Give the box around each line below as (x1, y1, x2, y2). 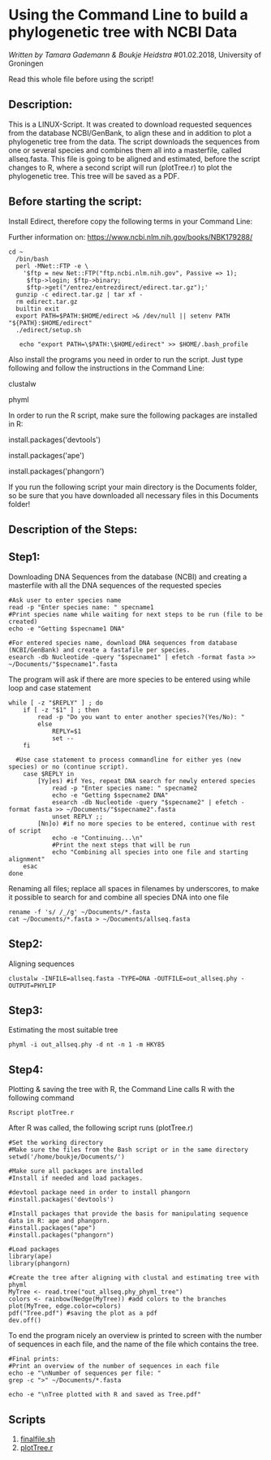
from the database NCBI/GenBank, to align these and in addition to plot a (8, 128, 252, 137)
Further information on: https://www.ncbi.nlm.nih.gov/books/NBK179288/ (8, 232, 253, 241)
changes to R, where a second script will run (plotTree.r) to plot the (8, 162, 233, 172)
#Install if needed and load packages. (8, 1174, 144, 1183)
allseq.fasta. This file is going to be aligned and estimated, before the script (8, 154, 260, 163)
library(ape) (8, 1253, 53, 1261)
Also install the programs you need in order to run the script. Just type (8, 354, 243, 364)
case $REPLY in (23, 769, 75, 778)
